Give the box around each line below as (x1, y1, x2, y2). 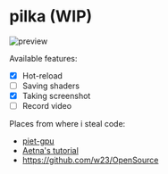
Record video (21, 101, 72, 112)
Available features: (9, 53, 78, 63)
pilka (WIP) (9, 6, 93, 27)
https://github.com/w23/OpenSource (21, 154, 159, 166)
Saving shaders (21, 80, 80, 91)
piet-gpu (21, 136, 55, 146)
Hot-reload (21, 70, 63, 81)
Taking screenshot (21, 91, 91, 102)
